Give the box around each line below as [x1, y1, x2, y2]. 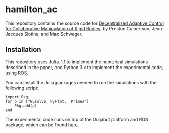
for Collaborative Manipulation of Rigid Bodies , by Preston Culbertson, [5, 25, 151, 31]
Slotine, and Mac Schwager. [24, 31, 83, 37]
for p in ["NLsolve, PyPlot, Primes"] [5, 99, 89, 104]
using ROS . [5, 70, 29, 76]
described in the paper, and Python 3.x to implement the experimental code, [5, 64, 163, 70]
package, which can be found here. [5, 122, 79, 128]
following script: [5, 85, 39, 91]
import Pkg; [5, 94, 30, 99]
